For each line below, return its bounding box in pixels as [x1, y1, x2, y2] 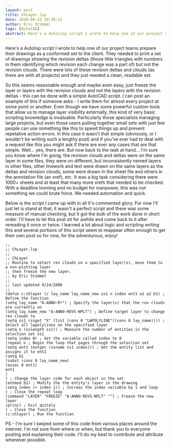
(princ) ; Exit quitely [5, 403, 56, 408]
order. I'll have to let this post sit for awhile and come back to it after [5, 216, 148, 222]
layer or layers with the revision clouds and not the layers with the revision [5, 88, 161, 93]
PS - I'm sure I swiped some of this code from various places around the [5, 421, 157, 427]
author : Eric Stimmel [5, 21, 51, 27]
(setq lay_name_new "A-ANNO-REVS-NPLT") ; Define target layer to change [5, 309, 165, 314]
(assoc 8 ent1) [5, 362, 38, 368]
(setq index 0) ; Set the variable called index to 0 [5, 336, 122, 341]
